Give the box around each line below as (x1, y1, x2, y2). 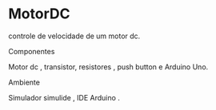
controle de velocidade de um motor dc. (8, 31, 141, 41)
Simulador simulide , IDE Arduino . (8, 92, 120, 102)
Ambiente (8, 77, 40, 87)
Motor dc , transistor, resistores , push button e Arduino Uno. (8, 61, 209, 72)
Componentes (8, 46, 55, 56)
